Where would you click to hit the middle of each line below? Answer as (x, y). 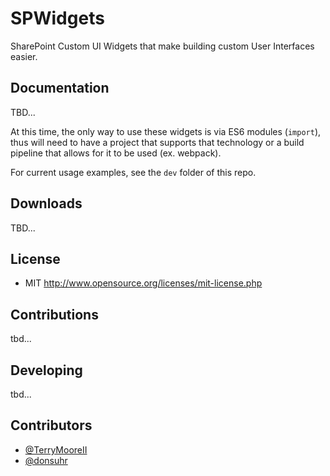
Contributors (51, 425)
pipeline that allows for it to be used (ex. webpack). (116, 153)
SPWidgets (57, 18)
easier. (24, 56)
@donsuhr (46, 460)
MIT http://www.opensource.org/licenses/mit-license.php (143, 283)
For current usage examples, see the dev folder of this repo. (133, 172)
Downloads (46, 203)
